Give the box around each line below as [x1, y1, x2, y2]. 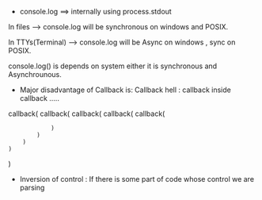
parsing [19, 183, 45, 192]
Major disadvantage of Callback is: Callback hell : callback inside [19, 85, 231, 94]
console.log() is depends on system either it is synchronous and [8, 61, 218, 71]
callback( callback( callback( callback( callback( [8, 109, 165, 118]
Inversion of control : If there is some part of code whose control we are [19, 175, 255, 183]
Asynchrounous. [8, 70, 62, 79]
